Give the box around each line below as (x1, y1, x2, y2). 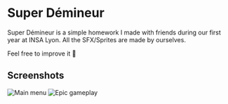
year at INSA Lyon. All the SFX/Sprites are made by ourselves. (7, 35, 186, 44)
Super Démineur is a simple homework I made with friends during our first (7, 28, 221, 37)
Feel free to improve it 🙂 (7, 49, 76, 58)
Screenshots (7, 70, 65, 82)
